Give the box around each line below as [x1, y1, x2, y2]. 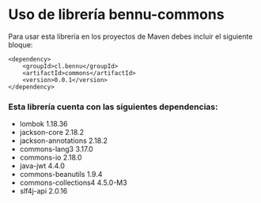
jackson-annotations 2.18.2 [19, 136, 108, 145]
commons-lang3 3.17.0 [19, 145, 93, 154]
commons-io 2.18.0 [19, 152, 82, 163]
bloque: [8, 39, 33, 49]
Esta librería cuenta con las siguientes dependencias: [8, 101, 218, 112]
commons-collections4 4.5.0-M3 [19, 178, 128, 187]
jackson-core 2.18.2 [19, 128, 85, 137]
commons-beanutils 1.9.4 [19, 170, 103, 179]
